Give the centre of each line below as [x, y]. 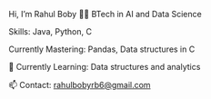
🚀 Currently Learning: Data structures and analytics [105, 67]
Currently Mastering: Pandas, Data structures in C [102, 49]
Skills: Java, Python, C [50, 31]
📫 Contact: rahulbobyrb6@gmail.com [80, 85]
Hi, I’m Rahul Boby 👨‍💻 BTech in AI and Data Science [105, 14]
